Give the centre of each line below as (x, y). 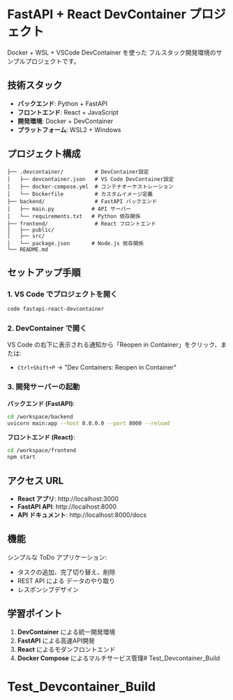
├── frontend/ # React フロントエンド (82, 224)
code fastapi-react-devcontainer (56, 309)
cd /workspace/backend (40, 416)
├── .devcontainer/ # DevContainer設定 (78, 172)
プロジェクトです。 (53, 61)
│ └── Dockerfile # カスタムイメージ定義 (80, 194)
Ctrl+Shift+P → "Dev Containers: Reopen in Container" (97, 367)
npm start (22, 457)
